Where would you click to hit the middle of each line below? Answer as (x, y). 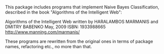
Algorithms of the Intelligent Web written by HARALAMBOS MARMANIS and (82, 22)
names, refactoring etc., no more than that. (49, 46)
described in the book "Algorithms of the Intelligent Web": (64, 12)
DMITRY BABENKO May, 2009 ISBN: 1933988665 (55, 27)
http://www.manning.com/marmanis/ (42, 32)
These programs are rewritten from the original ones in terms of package (79, 41)
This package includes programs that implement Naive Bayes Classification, (82, 7)
